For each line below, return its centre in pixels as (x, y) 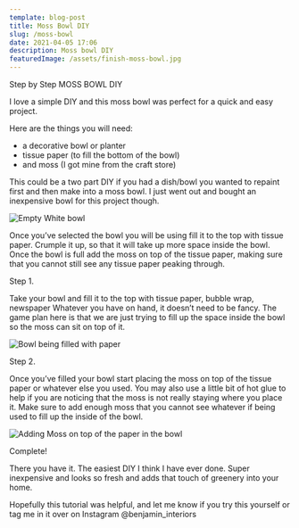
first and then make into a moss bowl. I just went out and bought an (133, 191)
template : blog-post (48, 17)
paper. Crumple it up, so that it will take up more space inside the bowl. (140, 245)
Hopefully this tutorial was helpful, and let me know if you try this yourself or (149, 504)
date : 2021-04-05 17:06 (54, 42)
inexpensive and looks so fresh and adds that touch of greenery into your (144, 478)
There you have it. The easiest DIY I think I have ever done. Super (129, 468)
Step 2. (22, 361)
